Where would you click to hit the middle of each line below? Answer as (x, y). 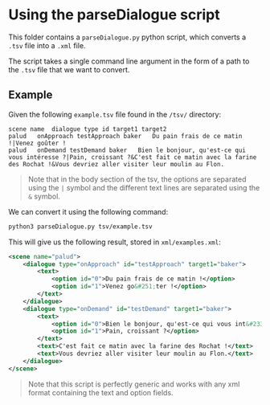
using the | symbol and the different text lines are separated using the (144, 187)
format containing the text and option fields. (101, 392)
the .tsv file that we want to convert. (69, 69)
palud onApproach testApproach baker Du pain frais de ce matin (125, 136)
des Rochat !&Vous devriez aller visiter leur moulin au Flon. (117, 164)
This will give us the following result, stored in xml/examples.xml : (115, 242)
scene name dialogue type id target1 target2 (88, 129)
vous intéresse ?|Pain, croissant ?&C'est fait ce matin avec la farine (133, 157)
